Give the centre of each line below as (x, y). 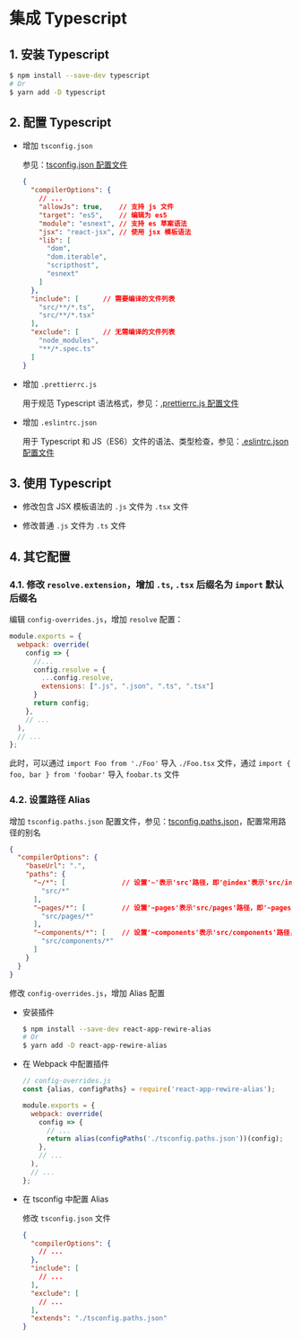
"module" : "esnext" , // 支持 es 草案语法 (113, 224)
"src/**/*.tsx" (67, 315)
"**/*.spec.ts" (67, 348)
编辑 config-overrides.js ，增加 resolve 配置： (96, 620)
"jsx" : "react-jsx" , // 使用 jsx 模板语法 (115, 232)
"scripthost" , (73, 266)
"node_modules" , (69, 341)
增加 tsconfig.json (57, 145)
